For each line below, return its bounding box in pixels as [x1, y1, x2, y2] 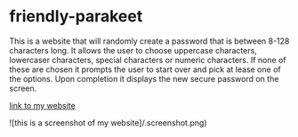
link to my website [9, 100, 76, 110]
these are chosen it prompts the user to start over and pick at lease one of [9, 64, 282, 75]
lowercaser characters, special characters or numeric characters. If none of [9, 54, 286, 65]
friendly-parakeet [9, 6, 143, 27]
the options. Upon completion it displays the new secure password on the [9, 73, 279, 84]
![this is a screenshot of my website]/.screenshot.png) [9, 117, 207, 128]
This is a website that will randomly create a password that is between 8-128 [9, 36, 290, 46]
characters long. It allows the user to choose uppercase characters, [9, 44, 258, 55]
